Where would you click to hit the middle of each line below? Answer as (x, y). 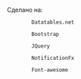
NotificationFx (53, 58)
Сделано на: (25, 10)
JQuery (41, 46)
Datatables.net (53, 22)
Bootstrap (45, 34)
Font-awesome (50, 70)
